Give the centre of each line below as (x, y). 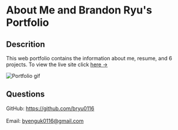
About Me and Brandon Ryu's (79, 10)
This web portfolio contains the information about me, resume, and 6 (89, 58)
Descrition (26, 44)
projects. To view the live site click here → (57, 64)
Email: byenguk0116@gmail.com (45, 121)
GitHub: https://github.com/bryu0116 (50, 108)
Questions (26, 94)
